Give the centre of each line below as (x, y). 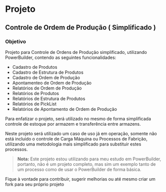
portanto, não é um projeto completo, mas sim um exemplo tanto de (86, 164)
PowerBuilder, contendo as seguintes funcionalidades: (61, 57)
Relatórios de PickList (34, 104)
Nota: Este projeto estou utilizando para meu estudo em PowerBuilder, (89, 159)
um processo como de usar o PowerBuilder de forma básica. (79, 169)
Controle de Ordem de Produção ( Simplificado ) (81, 27)
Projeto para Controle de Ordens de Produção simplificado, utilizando (76, 52)
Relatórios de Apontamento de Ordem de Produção (65, 109)
